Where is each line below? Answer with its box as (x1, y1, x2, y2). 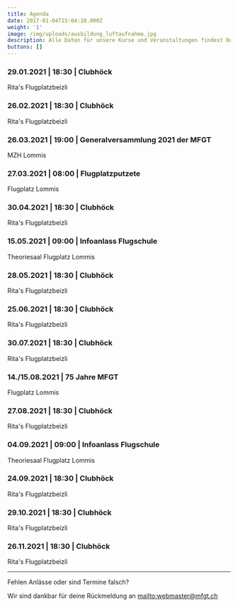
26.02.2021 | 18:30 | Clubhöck (7, 101, 114, 111)
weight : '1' (7, 23, 42, 31)
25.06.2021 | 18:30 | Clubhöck (7, 304, 114, 313)
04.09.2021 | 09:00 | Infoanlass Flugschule (7, 440, 160, 450)
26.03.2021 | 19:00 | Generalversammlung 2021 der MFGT (7, 134, 212, 144)
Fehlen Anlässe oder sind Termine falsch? (7, 578, 130, 586)
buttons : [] (7, 43, 42, 50)
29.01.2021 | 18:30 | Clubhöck (7, 67, 113, 77)
